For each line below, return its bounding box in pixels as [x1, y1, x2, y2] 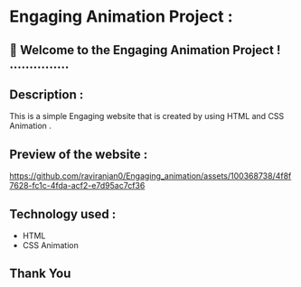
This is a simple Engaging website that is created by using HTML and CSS [9, 111, 285, 122]
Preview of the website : [9, 146, 148, 162]
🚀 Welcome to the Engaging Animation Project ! [9, 42, 281, 58]
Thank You [9, 266, 71, 282]
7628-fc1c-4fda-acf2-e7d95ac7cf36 [9, 181, 146, 191]
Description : [9, 87, 84, 102]
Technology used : [9, 206, 117, 222]
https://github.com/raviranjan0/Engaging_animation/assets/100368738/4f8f [9, 171, 292, 181]
